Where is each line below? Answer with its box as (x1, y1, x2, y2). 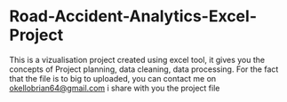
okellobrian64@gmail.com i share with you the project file (9, 82, 220, 93)
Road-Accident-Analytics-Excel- (9, 6, 258, 27)
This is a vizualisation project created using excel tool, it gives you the (9, 54, 265, 65)
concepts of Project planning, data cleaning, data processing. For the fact (9, 64, 279, 75)
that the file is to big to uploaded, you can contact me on (9, 73, 217, 83)
